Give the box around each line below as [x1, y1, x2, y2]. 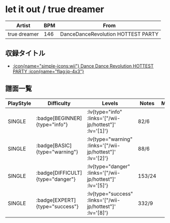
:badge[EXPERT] [36, 197, 76, 204]
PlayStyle [8, 100, 31, 107]
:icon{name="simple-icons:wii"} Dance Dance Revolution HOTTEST [12, 62, 154, 69]
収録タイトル [5, 49, 46, 58]
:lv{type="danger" [87, 163, 131, 170]
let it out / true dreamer [5, 4, 105, 15]
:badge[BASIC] [36, 142, 72, 149]
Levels [102, 100, 118, 107]
